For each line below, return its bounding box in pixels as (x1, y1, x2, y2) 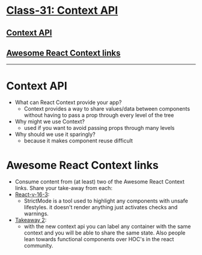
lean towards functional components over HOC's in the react (23, 236, 174, 243)
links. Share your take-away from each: (14, 185, 113, 192)
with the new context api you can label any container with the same (23, 223, 191, 230)
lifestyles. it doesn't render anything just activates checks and (23, 204, 178, 211)
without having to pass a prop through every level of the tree (23, 112, 174, 119)
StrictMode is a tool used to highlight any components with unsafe (23, 197, 188, 204)
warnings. (23, 210, 49, 217)
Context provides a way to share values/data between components (23, 105, 191, 112)
